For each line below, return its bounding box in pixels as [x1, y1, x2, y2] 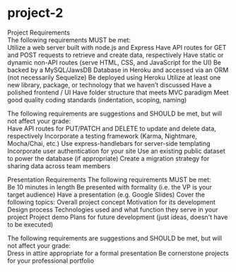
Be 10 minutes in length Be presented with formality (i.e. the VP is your [7, 183, 212, 191]
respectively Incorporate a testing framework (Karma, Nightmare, [7, 132, 198, 140]
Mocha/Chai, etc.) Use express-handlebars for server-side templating [7, 139, 211, 147]
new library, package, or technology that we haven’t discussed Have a [7, 80, 212, 89]
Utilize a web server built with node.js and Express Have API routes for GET [7, 43, 227, 51]
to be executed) [7, 220, 54, 228]
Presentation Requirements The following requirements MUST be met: [7, 175, 211, 184]
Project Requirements [7, 28, 71, 37]
